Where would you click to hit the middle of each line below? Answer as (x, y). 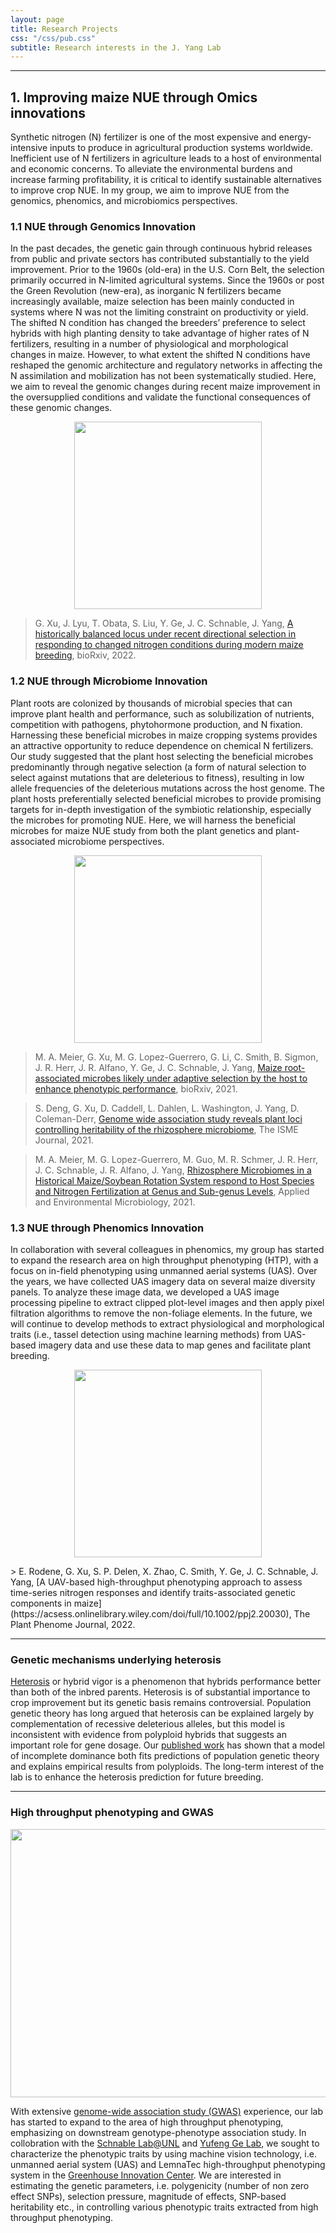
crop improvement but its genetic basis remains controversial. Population (161, 1703)
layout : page (37, 19)
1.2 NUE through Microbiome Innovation (109, 681)
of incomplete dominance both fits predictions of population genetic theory (165, 1756)
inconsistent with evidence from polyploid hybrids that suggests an (148, 1735)
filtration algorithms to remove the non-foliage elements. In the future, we (161, 1313)
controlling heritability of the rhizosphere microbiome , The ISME (166, 1129)
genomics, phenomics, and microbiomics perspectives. (124, 201)
